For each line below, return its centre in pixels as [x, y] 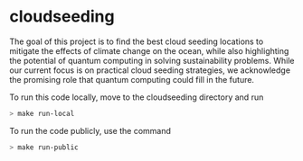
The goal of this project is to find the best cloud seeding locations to [137, 41]
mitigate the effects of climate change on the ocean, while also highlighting [149, 50]
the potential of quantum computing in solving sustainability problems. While [152, 60]
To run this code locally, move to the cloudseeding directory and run [137, 97]
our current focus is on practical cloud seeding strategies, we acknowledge [150, 70]
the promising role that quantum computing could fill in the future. [132, 79]
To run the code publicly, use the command [90, 130]
